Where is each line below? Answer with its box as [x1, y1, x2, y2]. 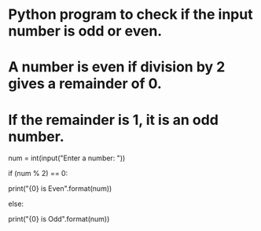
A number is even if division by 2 [8, 58, 226, 76]
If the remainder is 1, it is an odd [8, 111, 219, 129]
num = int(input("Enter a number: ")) [8, 153, 126, 163]
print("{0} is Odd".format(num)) [8, 214, 110, 224]
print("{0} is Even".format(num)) [8, 184, 112, 193]
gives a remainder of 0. [8, 75, 163, 93]
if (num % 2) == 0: [8, 169, 68, 178]
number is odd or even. [8, 22, 163, 40]
